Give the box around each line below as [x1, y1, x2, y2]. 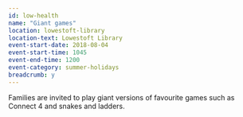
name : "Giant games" [8, 19, 77, 27]
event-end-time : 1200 [8, 57, 80, 64]
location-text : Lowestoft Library [8, 33, 123, 42]
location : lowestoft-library [8, 26, 105, 34]
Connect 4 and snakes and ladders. [8, 101, 125, 111]
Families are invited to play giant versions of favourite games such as [8, 92, 235, 102]
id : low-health [8, 11, 59, 20]
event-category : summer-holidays [8, 64, 120, 72]
